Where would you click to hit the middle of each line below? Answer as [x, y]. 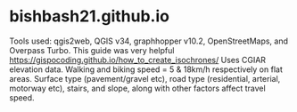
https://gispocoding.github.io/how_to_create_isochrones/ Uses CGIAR [137, 60]
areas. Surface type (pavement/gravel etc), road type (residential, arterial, [145, 78]
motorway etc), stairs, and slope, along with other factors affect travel [137, 88]
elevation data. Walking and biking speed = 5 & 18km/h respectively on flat [146, 69]
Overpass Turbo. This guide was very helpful [92, 50]
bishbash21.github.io [89, 16]
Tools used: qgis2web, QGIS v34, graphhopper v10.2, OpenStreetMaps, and [148, 41]
